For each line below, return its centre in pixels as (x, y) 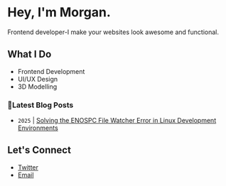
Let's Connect (39, 150)
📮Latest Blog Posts (41, 105)
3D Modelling (37, 87)
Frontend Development (51, 71)
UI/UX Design (38, 79)
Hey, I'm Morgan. (59, 12)
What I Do (29, 54)
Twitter (28, 167)
